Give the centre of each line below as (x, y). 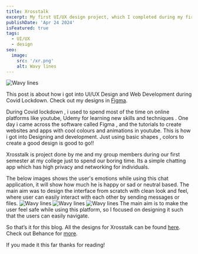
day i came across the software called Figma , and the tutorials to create (94, 125)
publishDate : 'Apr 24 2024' (41, 22)
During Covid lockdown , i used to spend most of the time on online (88, 112)
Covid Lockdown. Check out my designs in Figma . (67, 101)
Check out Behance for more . (42, 233)
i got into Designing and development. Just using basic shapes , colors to (95, 137)
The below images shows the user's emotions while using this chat (88, 178)
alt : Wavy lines (37, 66)
